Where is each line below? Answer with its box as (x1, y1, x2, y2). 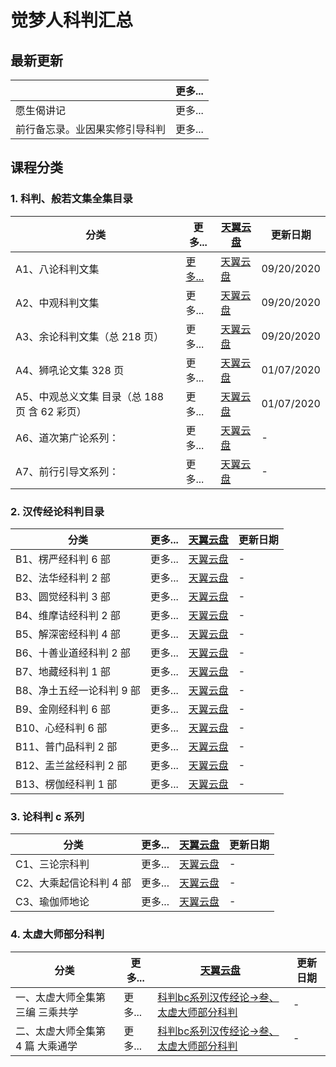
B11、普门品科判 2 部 (15, 739, 118, 753)
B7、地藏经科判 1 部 (15, 664, 111, 678)
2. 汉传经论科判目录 (10, 504, 105, 518)
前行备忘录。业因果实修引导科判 (15, 122, 167, 136)
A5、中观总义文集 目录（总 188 (15, 389, 165, 403)
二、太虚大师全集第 (15, 1024, 107, 1038)
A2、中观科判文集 (15, 296, 100, 310)
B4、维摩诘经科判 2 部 (15, 608, 121, 622)
